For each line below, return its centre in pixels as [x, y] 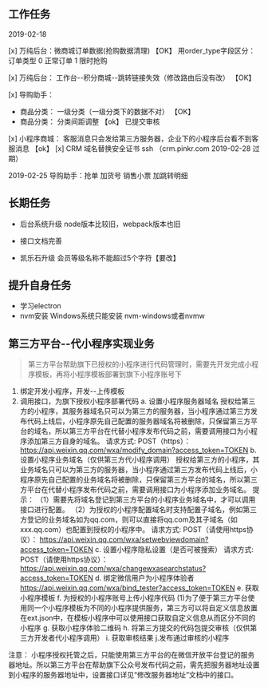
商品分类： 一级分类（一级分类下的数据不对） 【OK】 [107, 111]
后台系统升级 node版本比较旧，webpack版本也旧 [100, 224]
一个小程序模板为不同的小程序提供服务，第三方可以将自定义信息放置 [146, 608]
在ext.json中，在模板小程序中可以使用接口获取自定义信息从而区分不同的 [138, 618]
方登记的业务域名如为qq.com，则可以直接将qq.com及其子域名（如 [128, 520]
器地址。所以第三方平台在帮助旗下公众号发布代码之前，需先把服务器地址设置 [134, 665]
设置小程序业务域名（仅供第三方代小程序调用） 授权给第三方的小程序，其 [140, 460]
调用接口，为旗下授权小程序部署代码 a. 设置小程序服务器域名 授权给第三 [138, 401]
